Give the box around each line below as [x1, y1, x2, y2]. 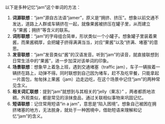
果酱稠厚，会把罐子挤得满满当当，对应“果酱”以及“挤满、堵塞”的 [25, 39, 154, 45]
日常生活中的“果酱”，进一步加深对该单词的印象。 [12, 58, 112, 63]
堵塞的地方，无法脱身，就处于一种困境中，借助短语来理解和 [16, 107, 138, 113]
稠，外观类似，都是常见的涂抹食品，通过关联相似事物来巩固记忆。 [12, 95, 146, 100]
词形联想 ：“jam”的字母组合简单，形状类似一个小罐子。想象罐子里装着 [12, 33, 153, 39]
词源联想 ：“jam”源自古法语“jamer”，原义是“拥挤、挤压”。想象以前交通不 [12, 15, 159, 21]
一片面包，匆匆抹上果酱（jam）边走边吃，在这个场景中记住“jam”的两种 [12, 76, 156, 82]
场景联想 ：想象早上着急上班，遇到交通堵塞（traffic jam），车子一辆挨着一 [12, 64, 161, 70]
